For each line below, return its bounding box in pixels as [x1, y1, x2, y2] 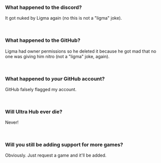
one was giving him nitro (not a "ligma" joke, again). [5, 53, 109, 59]
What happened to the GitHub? [5, 37, 80, 44]
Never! [5, 120, 19, 126]
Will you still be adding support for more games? [5, 141, 124, 148]
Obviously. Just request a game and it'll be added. [5, 152, 107, 159]
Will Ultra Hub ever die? [5, 108, 63, 115]
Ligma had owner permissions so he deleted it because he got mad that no [5, 48, 157, 54]
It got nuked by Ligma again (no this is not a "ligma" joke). [5, 15, 122, 21]
